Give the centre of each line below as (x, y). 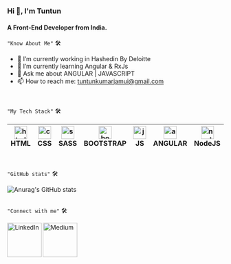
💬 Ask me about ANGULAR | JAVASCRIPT (76, 74)
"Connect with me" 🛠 (37, 211)
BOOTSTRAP (105, 144)
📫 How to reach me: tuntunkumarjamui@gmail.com (90, 81)
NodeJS (207, 144)
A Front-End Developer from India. (57, 27)
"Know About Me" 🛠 (34, 43)
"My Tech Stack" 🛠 (34, 111)
